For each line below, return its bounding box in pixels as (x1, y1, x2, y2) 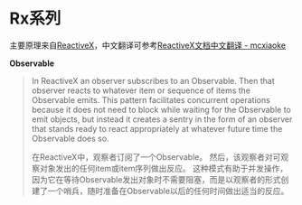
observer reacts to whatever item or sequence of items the (31, 85, 251, 96)
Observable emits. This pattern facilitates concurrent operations (31, 94, 271, 105)
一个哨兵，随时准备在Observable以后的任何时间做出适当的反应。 (47, 185, 289, 196)
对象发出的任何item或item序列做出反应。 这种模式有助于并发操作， (39, 163, 288, 173)
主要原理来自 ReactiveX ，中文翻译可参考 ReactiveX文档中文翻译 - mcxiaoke (9, 40, 287, 51)
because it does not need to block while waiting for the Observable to (31, 104, 292, 115)
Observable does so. (31, 133, 110, 144)
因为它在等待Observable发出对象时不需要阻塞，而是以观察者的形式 (31, 173, 281, 185)
